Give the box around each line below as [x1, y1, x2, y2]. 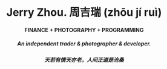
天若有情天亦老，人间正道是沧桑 [44, 56, 124, 64]
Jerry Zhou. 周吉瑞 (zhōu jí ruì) [6, 5, 162, 19]
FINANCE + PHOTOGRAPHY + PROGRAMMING [24, 26, 144, 33]
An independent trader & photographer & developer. [17, 40, 151, 47]
